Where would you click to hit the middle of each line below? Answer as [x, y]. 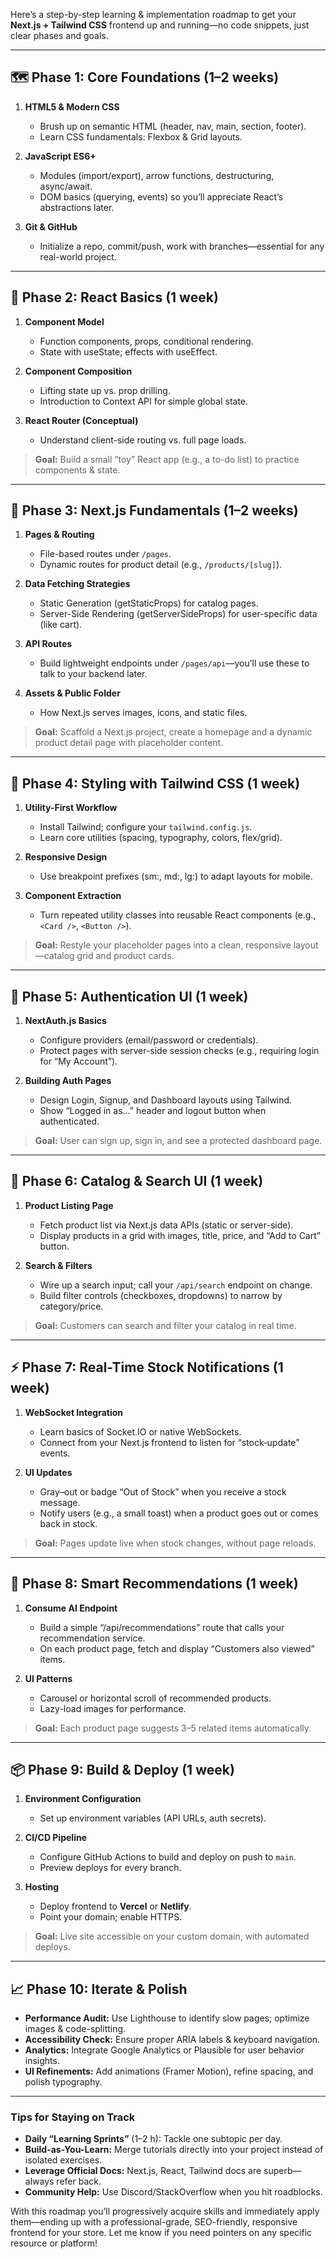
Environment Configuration [83, 1799]
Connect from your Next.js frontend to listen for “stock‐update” [169, 1442]
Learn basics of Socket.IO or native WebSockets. [140, 1431]
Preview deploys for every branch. [110, 1868]
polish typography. [63, 2082]
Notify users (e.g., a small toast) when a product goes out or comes [179, 1513]
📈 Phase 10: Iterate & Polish [99, 1989]
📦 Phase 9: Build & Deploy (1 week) [122, 1769]
